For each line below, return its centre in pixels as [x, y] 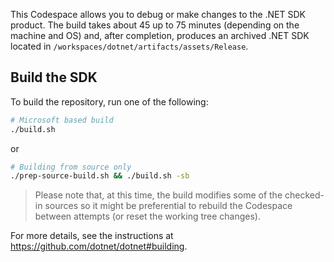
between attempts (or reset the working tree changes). [148, 216]
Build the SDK [54, 77]
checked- [304, 195]
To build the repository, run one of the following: [109, 101]
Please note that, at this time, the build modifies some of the [158, 195]
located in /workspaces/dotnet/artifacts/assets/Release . [129, 46]
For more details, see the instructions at [92, 236]
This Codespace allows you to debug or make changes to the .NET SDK [158, 14]
